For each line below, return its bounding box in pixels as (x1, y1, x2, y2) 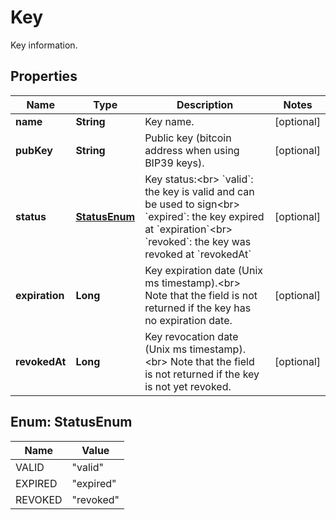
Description (176, 97, 234, 111)
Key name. (144, 114, 195, 128)
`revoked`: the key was (144, 234, 252, 248)
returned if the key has (144, 301, 252, 315)
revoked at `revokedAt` (144, 247, 252, 261)
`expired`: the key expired (144, 209, 265, 223)
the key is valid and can (144, 184, 255, 198)
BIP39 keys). (144, 156, 205, 170)
